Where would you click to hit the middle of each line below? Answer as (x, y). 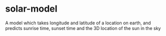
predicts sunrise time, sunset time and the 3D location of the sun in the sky (83, 28)
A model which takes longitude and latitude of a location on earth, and (78, 23)
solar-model (31, 9)
